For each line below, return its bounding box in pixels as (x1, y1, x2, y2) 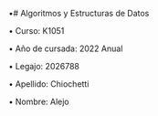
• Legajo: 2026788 (8, 61, 79, 71)
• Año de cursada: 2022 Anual (8, 43, 123, 54)
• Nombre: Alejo (8, 96, 69, 107)
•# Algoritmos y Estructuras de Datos (8, 8, 150, 18)
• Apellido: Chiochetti (8, 79, 90, 90)
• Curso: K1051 (8, 26, 65, 36)
